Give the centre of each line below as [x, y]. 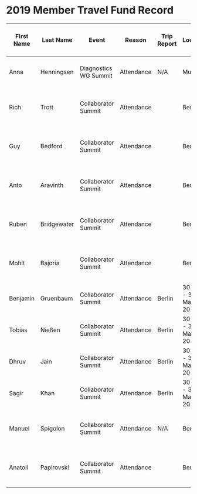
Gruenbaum [57, 298]
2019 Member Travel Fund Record [90, 10]
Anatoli [18, 467]
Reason [136, 40]
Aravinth [52, 185]
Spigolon [52, 428]
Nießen [50, 330]
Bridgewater [57, 224]
